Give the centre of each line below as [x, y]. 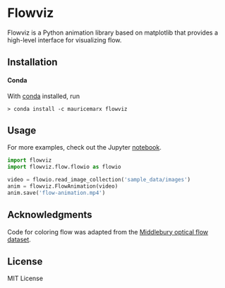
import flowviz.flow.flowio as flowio [64, 167]
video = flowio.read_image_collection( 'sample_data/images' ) [99, 180]
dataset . [19, 239]
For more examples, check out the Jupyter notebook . [85, 148]
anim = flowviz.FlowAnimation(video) [63, 186]
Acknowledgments [50, 215]
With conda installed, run [43, 96]
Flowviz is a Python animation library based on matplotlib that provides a [113, 32]
